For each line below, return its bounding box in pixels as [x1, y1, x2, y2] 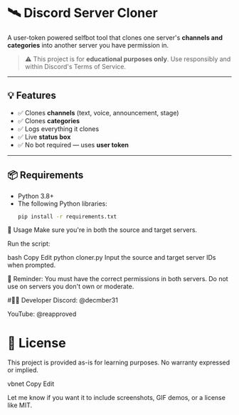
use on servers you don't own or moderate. [7, 282, 134, 291]
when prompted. [7, 261, 56, 270]
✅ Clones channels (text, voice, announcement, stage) [17, 108, 179, 117]
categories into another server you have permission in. [7, 41, 169, 49]
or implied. [7, 366, 39, 374]
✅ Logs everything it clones [17, 125, 100, 133]
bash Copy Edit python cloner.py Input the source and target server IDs [7, 253, 216, 262]
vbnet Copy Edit [7, 379, 55, 388]
